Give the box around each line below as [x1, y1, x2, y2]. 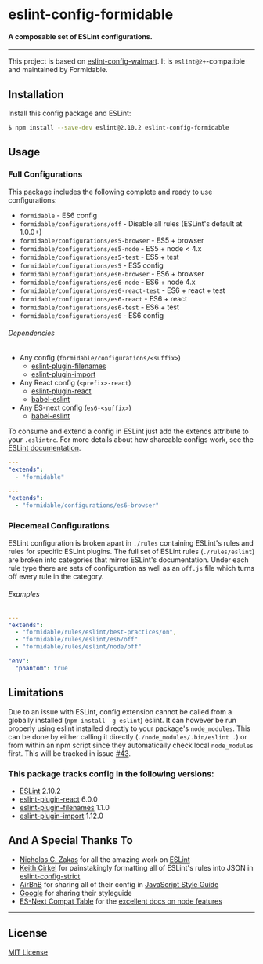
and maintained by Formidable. [8, 65, 108, 75]
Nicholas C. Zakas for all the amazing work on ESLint [19, 854, 190, 864]
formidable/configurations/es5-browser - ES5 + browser [19, 236, 204, 245]
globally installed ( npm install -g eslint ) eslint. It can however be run [8, 715, 236, 725]
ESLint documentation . [8, 443, 81, 452]
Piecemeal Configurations [8, 520, 110, 531]
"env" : [8, 657, 30, 665]
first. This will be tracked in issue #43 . [8, 748, 131, 758]
